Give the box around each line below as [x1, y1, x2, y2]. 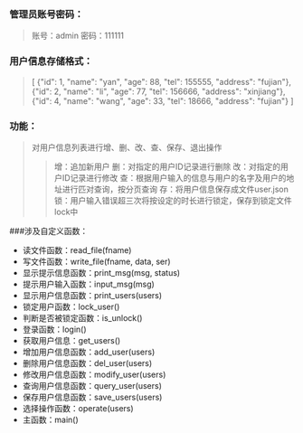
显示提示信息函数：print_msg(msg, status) [22, 267, 181, 278]
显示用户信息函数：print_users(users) [22, 289, 163, 300]
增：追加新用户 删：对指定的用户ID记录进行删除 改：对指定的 [53, 161, 281, 172]
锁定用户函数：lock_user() [22, 301, 120, 312]
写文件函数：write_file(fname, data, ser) [22, 256, 171, 267]
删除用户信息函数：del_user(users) [22, 357, 153, 368]
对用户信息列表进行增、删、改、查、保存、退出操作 [31, 142, 223, 153]
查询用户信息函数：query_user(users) [22, 380, 163, 391]
